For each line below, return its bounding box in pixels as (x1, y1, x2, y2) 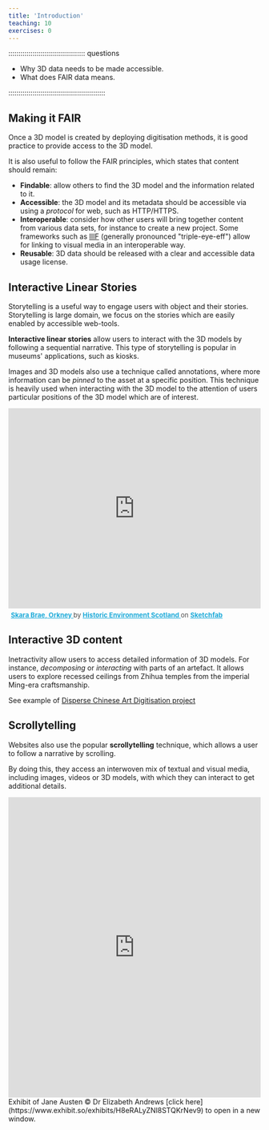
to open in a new (205, 1105, 261, 1115)
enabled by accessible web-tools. (8, 319, 120, 328)
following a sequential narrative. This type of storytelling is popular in (8, 343, 236, 352)
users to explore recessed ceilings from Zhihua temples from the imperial (8, 671, 250, 681)
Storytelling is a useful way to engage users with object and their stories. (8, 302, 249, 311)
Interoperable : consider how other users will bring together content (19, 215, 244, 224)
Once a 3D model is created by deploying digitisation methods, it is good (8, 133, 248, 143)
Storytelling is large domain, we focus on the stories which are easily (8, 310, 235, 320)
